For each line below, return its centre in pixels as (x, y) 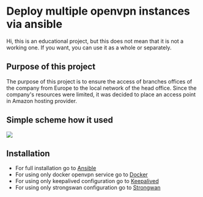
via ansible (35, 24)
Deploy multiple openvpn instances (98, 11)
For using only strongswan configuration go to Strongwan (88, 188)
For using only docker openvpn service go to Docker (81, 174)
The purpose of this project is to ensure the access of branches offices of (99, 81)
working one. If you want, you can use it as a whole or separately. (89, 48)
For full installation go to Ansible (56, 168)
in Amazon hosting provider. (42, 101)
